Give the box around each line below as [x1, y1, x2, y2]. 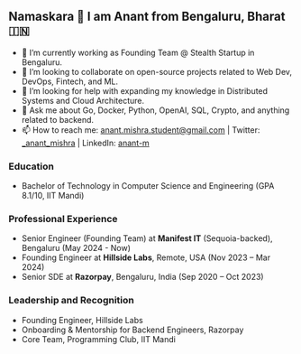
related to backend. [21, 114, 95, 125]
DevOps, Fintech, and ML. [21, 76, 119, 87]
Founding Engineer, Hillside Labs [21, 314, 143, 325]
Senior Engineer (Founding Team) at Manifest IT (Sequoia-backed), [21, 233, 273, 244]
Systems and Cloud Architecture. [21, 95, 145, 106]
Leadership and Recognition [8, 294, 134, 307]
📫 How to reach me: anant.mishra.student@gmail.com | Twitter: [21, 124, 260, 135]
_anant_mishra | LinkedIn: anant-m [21, 137, 150, 148]
